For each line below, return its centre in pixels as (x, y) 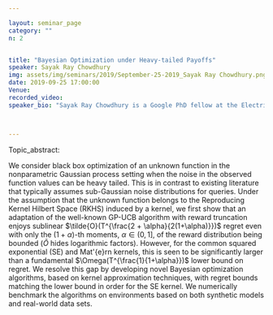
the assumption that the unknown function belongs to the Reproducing (127, 200)
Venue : (19, 90)
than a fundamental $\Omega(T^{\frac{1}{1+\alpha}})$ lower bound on (126, 260)
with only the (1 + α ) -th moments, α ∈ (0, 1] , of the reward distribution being (135, 234)
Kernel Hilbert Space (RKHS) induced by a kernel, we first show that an (127, 209)
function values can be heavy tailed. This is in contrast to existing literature (134, 183)
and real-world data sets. (50, 303)
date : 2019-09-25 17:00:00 (54, 83)
